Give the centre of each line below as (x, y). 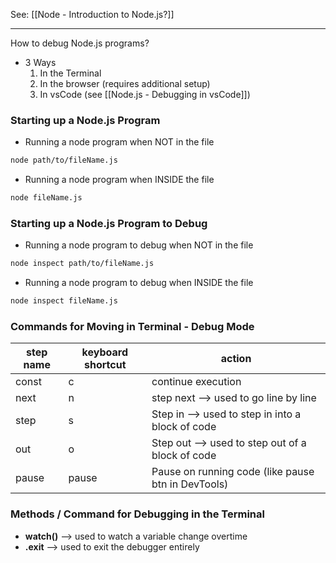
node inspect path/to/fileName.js (82, 264)
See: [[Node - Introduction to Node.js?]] (92, 14)
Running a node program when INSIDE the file (119, 180)
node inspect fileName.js (64, 301)
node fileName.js (46, 198)
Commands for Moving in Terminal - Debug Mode (132, 327)
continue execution (196, 382)
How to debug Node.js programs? (80, 43)
